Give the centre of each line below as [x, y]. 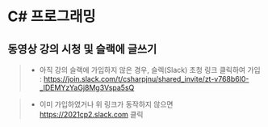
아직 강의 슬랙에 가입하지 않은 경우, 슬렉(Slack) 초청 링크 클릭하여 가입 [150, 70]
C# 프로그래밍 [52, 17]
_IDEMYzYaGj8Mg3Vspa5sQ [87, 87]
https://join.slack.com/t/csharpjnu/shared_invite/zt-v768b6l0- [146, 79]
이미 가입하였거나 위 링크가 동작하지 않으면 [107, 104]
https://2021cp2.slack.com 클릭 [91, 114]
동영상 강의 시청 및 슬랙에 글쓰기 [82, 49]
